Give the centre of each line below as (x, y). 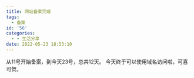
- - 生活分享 (26, 39)
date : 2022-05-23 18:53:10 (39, 45)
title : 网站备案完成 (29, 11)
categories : (21, 33)
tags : (13, 17)
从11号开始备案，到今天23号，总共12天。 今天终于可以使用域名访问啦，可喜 (97, 62)
